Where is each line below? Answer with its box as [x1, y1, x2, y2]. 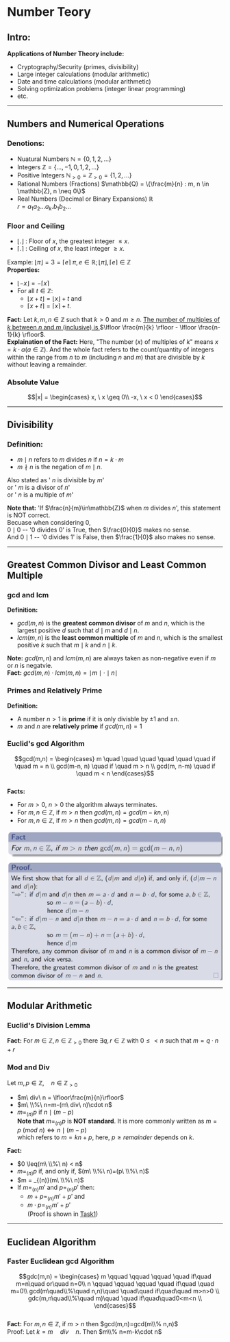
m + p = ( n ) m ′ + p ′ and [27, 1192, 86, 1202]
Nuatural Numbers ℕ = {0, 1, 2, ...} [16, 155, 112, 163]
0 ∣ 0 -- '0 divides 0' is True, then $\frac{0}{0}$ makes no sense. [7, 525, 192, 534]
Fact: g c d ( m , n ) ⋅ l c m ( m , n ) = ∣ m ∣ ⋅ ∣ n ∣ [7, 669, 118, 677]
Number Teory [7, 4, 91, 20]
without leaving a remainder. [7, 360, 88, 369]
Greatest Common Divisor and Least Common [7, 559, 207, 571]
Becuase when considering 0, [7, 518, 91, 526]
